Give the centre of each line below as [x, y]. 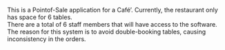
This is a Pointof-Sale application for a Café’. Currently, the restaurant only [113, 10]
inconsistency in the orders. [47, 39]
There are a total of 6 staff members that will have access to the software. [112, 24]
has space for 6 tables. [40, 17]
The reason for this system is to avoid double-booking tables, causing [106, 32]
